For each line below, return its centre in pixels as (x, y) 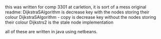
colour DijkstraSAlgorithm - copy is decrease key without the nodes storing (80, 17)
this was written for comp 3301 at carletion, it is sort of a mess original (76, 7)
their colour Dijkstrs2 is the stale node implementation (59, 22)
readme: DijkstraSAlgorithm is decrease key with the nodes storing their (77, 12)
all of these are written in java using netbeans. (51, 32)
